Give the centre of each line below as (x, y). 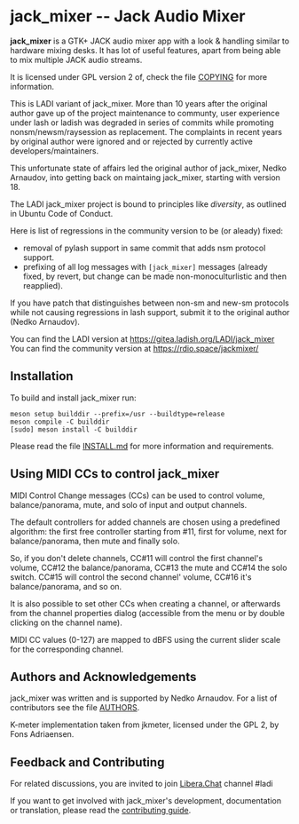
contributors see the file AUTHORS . (75, 708)
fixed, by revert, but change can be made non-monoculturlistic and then (155, 276)
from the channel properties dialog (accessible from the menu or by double (147, 613)
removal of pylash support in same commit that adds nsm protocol (144, 248)
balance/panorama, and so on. (66, 586)
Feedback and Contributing (87, 762)
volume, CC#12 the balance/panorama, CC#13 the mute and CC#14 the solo (149, 567)
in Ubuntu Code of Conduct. (62, 213)
